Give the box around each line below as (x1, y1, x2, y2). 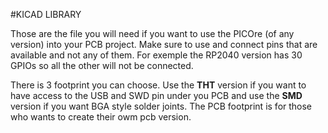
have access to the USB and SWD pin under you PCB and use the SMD (10, 90, 303, 101)
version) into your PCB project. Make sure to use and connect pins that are (10, 39, 318, 50)
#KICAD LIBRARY (10, 9, 82, 20)
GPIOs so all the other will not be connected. (10, 60, 194, 71)
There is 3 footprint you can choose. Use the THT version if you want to (10, 79, 307, 91)
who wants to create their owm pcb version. (10, 111, 192, 123)
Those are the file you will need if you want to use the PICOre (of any (10, 28, 295, 39)
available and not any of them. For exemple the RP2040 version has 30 (10, 49, 303, 61)
